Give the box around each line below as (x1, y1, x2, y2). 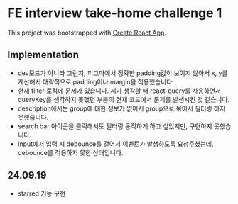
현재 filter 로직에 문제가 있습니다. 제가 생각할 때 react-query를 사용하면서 (17, 86, 222, 95)
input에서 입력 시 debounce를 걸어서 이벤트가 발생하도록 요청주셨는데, (17, 140, 215, 148)
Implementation (7, 49, 80, 61)
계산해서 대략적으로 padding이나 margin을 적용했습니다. (17, 77, 174, 86)
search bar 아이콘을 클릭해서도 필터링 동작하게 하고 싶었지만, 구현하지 (17, 122, 212, 130)
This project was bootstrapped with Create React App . (7, 28, 167, 37)
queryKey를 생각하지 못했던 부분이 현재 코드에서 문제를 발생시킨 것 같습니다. (17, 95, 229, 103)
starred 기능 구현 (17, 189, 66, 198)
